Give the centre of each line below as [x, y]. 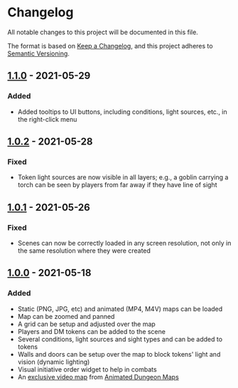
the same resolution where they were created [84, 251]
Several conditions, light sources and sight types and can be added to [120, 339]
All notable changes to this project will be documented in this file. [103, 32]
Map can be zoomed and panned [66, 316]
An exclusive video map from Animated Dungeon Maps [98, 377]
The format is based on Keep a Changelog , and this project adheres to [110, 46]
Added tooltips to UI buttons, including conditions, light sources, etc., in [122, 112]
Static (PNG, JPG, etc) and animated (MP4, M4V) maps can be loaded [120, 309]
